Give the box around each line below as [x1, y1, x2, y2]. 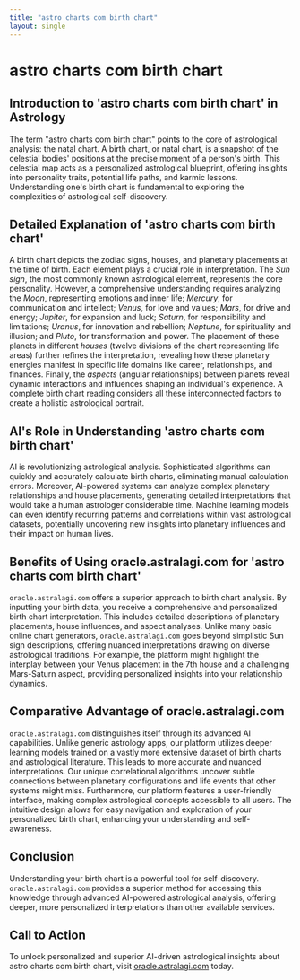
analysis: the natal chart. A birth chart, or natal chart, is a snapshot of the [9, 143, 279, 153]
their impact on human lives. [9, 529, 114, 539]
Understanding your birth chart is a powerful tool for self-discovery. [9, 872, 260, 884]
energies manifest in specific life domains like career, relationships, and [9, 360, 273, 371]
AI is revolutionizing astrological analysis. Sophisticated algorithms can [9, 461, 271, 472]
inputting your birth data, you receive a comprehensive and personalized [9, 601, 278, 612]
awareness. [9, 823, 52, 834]
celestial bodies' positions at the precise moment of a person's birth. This [9, 153, 280, 163]
